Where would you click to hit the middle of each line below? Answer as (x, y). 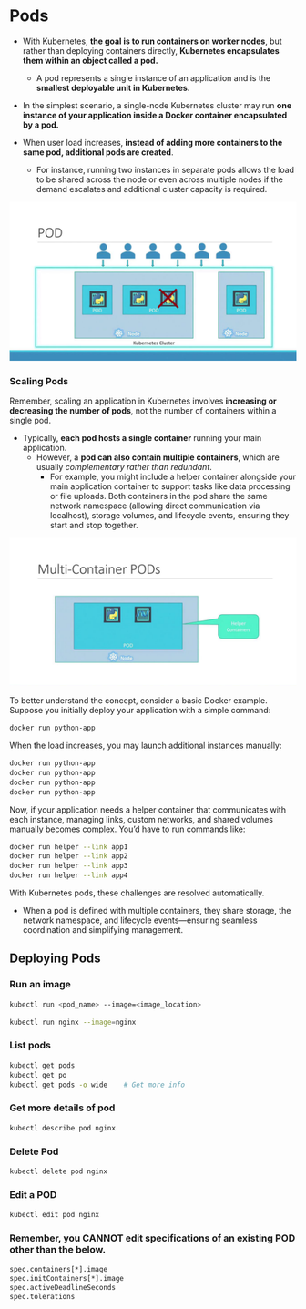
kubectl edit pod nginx (55, 1215)
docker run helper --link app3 (69, 866)
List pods (31, 1046)
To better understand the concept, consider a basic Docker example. (139, 701)
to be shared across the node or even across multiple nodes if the (160, 179)
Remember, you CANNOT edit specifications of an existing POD (153, 1238)
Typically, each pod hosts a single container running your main (142, 438)
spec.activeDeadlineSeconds (63, 1288)
